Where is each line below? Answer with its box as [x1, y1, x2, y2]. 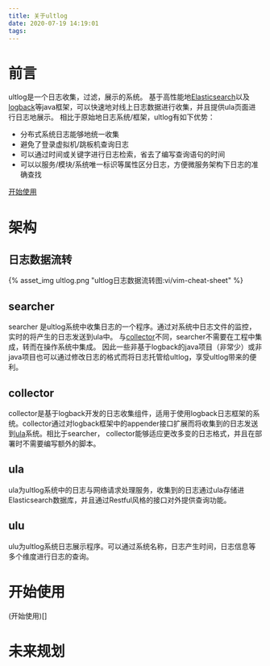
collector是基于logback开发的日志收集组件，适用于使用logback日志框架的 [8, 408, 253, 418]
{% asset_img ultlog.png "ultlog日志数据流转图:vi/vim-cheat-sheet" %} [8, 276, 243, 285]
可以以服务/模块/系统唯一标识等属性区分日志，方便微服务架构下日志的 [19, 160, 251, 169]
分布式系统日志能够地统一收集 [19, 130, 119, 139]
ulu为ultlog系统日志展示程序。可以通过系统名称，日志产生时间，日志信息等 [8, 541, 256, 551]
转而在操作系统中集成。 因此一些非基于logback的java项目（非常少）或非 [22, 342, 263, 352]
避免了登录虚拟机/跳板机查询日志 [19, 139, 129, 149]
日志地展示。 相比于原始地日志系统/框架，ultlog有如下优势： [15, 112, 215, 122]
